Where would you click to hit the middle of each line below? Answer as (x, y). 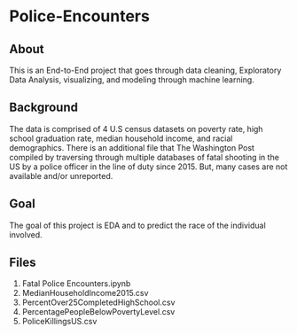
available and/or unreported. (61, 175)
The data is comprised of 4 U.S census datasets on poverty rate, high (136, 129)
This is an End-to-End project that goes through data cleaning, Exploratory (145, 70)
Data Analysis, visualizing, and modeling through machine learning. (132, 80)
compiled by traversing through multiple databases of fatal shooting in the (144, 157)
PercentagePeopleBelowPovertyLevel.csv (98, 312)
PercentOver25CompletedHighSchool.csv (98, 302)
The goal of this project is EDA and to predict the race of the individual (137, 225)
